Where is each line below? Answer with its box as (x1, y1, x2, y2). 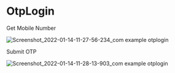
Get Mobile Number (6, 24, 56, 32)
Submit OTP (6, 47, 37, 55)
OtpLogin (6, 4, 55, 18)
